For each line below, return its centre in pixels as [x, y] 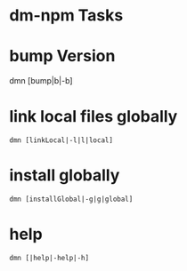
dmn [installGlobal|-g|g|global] [71, 199]
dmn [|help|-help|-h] [49, 258]
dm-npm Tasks [66, 16]
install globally [65, 175]
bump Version [62, 56]
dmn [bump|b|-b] [41, 81]
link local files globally [93, 117]
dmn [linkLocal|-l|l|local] [61, 140]
